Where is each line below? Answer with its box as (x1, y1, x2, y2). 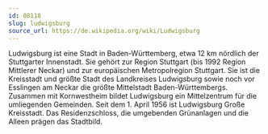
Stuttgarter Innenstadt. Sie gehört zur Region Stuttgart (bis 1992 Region (8, 57, 246, 67)
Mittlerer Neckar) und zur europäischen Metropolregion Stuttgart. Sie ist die (8, 66, 261, 75)
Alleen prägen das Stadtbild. (8, 117, 103, 127)
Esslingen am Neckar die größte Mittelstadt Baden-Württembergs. (8, 83, 228, 92)
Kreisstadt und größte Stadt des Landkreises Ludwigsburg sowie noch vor (8, 74, 256, 84)
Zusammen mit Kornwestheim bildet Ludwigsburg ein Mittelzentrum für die (8, 91, 257, 101)
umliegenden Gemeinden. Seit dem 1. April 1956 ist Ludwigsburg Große (8, 99, 245, 109)
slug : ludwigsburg (8, 19, 70, 27)
